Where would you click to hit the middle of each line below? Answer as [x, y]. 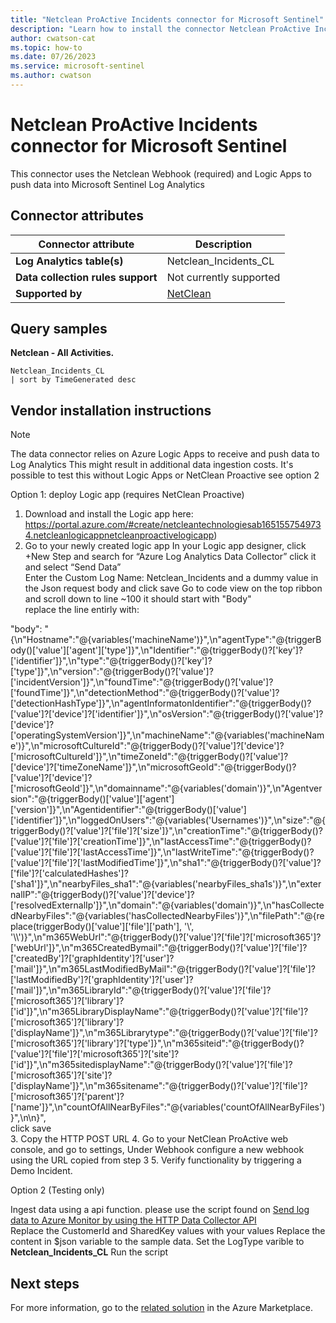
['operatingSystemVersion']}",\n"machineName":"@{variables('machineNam [167, 735]
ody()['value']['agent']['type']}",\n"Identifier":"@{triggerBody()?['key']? [156, 650]
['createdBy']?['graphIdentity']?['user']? [92, 958]
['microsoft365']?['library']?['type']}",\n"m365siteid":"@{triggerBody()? [157, 1043]
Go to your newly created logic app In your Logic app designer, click [165, 546]
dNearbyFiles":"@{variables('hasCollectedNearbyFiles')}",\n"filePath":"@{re [167, 916]
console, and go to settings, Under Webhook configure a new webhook [157, 1150]
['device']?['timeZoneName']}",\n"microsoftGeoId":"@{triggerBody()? [153, 767]
